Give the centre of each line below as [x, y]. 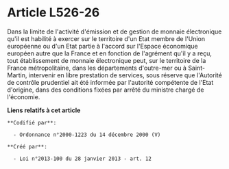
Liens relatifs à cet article [44, 110]
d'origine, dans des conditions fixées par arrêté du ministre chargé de [106, 90]
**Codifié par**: [32, 122]
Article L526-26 [53, 13]
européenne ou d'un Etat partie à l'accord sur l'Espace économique [103, 46]
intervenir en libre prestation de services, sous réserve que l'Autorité [125, 75]
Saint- [197, 68]
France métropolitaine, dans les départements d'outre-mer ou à [97, 68]
